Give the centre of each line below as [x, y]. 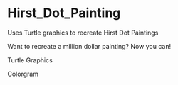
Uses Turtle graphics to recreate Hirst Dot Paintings [83, 33]
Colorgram [23, 74]
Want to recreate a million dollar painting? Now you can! [89, 46]
